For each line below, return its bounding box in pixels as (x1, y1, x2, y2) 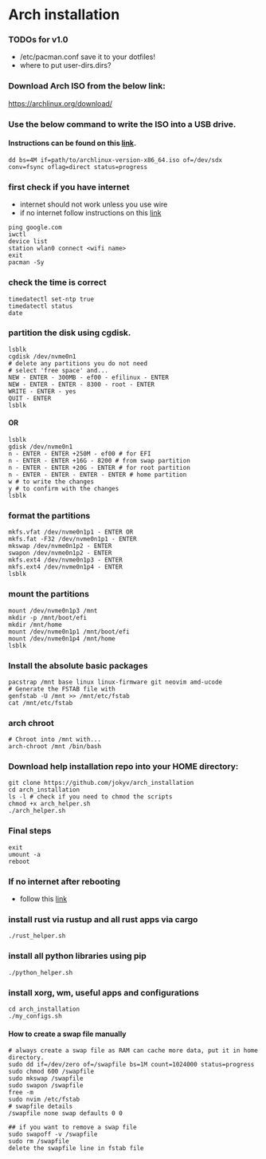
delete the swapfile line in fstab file (8, 1145, 145, 1153)
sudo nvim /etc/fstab (8, 1095, 80, 1104)
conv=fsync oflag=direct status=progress (8, 163, 148, 171)
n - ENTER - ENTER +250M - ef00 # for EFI (8, 450, 151, 458)
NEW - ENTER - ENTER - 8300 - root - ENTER (8, 380, 155, 388)
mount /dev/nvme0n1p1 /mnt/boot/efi (8, 628, 130, 636)
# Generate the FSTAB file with (8, 684, 115, 693)
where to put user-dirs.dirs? (19, 61, 111, 70)
